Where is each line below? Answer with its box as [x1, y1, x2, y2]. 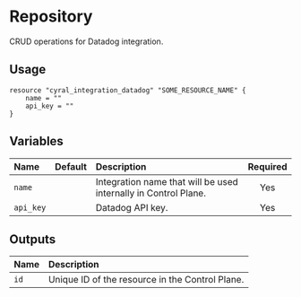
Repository [9, 6, 93, 27]
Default [55, 160, 88, 172]
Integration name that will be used [95, 175, 239, 188]
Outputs [9, 231, 56, 247]
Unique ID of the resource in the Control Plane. [47, 274, 245, 286]
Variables [9, 134, 64, 149]
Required [247, 160, 288, 172]
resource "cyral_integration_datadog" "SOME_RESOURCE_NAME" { [9, 85, 246, 95]
